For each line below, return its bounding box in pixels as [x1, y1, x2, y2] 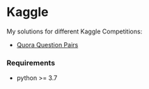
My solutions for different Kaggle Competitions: [6, 27, 143, 35]
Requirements [6, 58, 56, 67]
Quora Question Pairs [16, 40, 79, 49]
